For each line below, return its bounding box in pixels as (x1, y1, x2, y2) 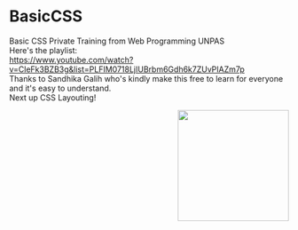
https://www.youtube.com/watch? (9, 54, 134, 65)
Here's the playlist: (9, 44, 78, 55)
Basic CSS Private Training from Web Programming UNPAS (9, 36, 224, 46)
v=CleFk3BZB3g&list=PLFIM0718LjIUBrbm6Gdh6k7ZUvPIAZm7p (9, 64, 246, 75)
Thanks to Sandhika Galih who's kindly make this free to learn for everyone (9, 73, 284, 83)
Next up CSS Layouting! (9, 91, 97, 103)
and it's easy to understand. (9, 83, 112, 93)
